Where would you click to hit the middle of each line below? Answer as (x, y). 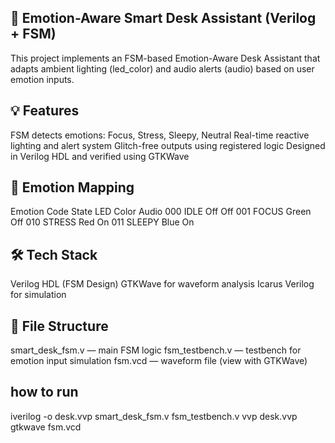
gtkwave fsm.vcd (46, 427)
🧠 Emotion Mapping (72, 187)
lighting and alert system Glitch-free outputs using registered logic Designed (168, 145)
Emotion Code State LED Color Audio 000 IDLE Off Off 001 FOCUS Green (161, 212)
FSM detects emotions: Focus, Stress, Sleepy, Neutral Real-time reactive (160, 135)
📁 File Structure (59, 326)
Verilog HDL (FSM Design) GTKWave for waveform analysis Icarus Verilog (162, 284)
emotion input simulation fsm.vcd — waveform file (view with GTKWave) (159, 361)
